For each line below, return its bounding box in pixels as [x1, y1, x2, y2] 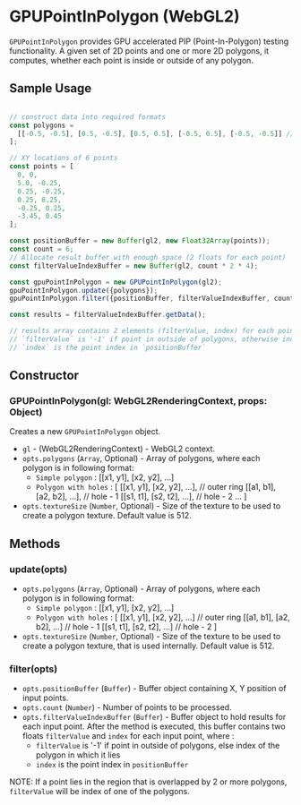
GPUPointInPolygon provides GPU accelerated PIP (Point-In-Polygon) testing [9, 36, 289, 47]
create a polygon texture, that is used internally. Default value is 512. [21, 640, 275, 651]
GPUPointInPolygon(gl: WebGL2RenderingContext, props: [9, 395, 268, 407]
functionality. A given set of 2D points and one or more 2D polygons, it [9, 45, 270, 56]
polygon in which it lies [35, 749, 121, 760]
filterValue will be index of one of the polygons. [9, 786, 191, 797]
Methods [9, 535, 61, 552]
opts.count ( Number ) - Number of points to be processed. [21, 702, 232, 713]
